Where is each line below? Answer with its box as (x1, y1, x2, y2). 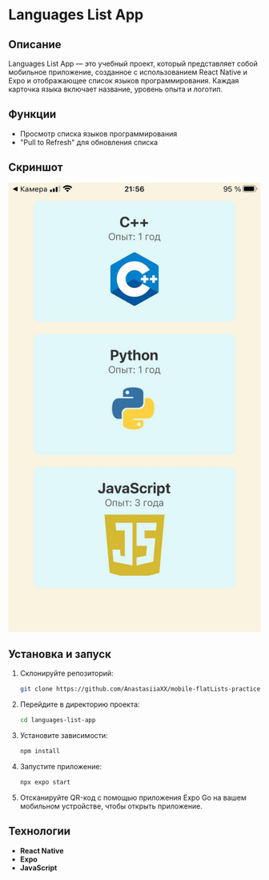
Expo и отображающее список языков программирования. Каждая (8, 76, 239, 85)
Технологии (8, 825, 70, 838)
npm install (19, 748, 60, 756)
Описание (8, 38, 62, 51)
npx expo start (19, 778, 71, 787)
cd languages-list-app (19, 716, 96, 724)
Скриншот (8, 160, 63, 174)
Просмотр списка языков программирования (19, 128, 178, 138)
